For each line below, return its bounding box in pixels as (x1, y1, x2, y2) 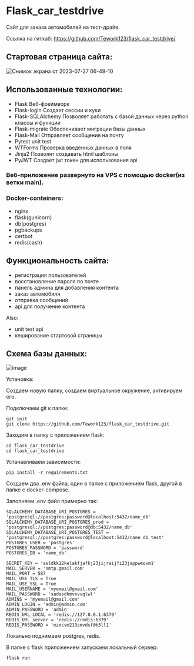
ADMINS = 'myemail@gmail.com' (6, 597, 81, 603)
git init (6, 416, 28, 422)
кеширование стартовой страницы (14, 332, 103, 339)
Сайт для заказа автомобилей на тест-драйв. (6, 24, 121, 31)
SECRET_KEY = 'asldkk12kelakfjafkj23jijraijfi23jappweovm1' (6, 560, 157, 567)
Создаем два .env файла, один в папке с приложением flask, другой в (6, 480, 182, 487)
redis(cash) (14, 239, 43, 246)
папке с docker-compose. (6, 486, 70, 493)
